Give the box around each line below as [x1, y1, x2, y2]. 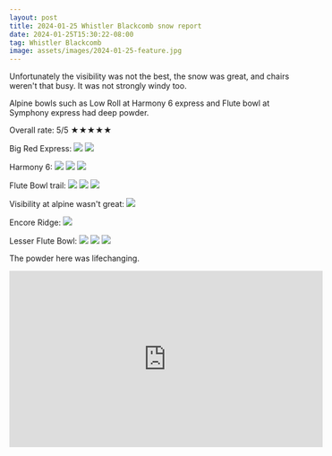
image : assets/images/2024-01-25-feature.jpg [9, 47, 182, 56]
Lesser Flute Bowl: [9, 236, 78, 246]
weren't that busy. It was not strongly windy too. [9, 81, 187, 91]
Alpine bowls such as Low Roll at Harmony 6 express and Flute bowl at [9, 98, 270, 108]
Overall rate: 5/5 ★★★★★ [9, 125, 112, 135]
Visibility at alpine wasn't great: [9, 199, 125, 210]
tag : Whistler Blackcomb [9, 38, 102, 47]
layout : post [9, 13, 58, 22]
